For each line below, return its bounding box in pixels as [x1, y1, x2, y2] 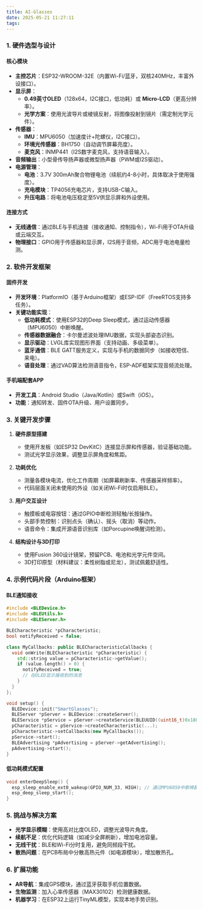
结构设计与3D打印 [14, 538, 60, 546]
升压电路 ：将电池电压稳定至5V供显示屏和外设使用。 [24, 194, 153, 201]
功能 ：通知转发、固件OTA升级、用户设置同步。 [14, 399, 132, 407]
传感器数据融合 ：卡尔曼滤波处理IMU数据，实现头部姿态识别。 [24, 331, 178, 339]
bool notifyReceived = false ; [6, 633, 83, 639]
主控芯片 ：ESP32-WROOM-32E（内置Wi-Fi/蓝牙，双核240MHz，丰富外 [14, 72, 195, 79]
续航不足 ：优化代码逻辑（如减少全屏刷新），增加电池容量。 [14, 834, 161, 841]
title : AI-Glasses [6, 8, 53, 15]
